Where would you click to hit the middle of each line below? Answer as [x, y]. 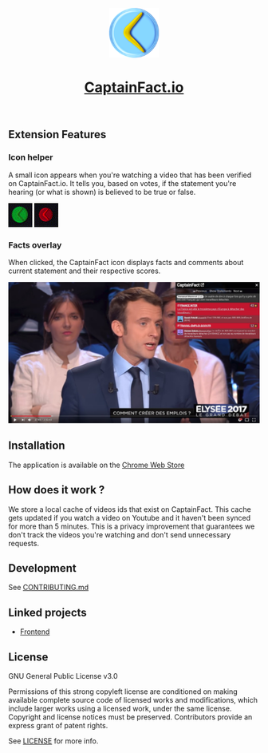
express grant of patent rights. [58, 725]
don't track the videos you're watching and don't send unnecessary [120, 534]
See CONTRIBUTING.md [49, 588]
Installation [37, 446]
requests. [24, 543]
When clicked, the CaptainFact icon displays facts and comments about [126, 262]
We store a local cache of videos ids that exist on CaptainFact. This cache [130, 509]
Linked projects [48, 612]
